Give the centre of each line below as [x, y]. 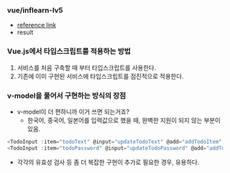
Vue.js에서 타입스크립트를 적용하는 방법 [69, 51]
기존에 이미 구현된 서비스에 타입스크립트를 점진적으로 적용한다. [100, 76]
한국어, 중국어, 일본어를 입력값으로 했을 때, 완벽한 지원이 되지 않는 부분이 [124, 120]
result [25, 32]
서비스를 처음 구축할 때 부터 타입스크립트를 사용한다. [86, 68]
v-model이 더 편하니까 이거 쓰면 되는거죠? [73, 111]
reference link [37, 25]
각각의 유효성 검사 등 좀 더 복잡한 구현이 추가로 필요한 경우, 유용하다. [108, 162]
